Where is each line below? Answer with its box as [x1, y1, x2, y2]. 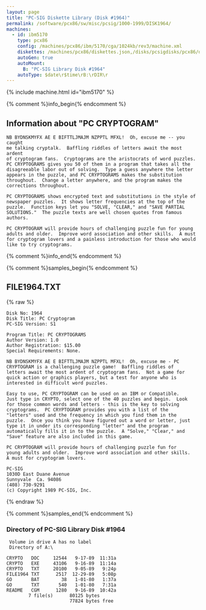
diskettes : [17, 49, 45, 55]
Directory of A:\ [9, 544, 53, 551]
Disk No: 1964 [6, 310, 43, 316]
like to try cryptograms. [6, 242, 72, 248]
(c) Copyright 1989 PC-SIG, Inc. [6, 487, 92, 494]
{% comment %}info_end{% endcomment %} [6, 253, 121, 260]
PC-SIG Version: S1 [6, 321, 56, 327]
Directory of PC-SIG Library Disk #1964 [6, 525, 126, 533]
